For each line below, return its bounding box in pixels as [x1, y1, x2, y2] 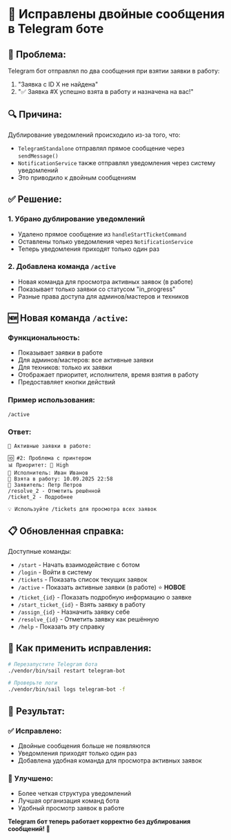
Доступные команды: [8, 547, 72, 555]
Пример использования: [8, 395, 96, 405]
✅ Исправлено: [8, 726, 62, 736]
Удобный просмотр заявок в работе [17, 804, 125, 812]
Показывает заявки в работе [17, 348, 103, 357]
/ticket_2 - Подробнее [8, 494, 73, 501]
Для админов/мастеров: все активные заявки [17, 356, 154, 364]
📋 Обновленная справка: [8, 525, 125, 537]
